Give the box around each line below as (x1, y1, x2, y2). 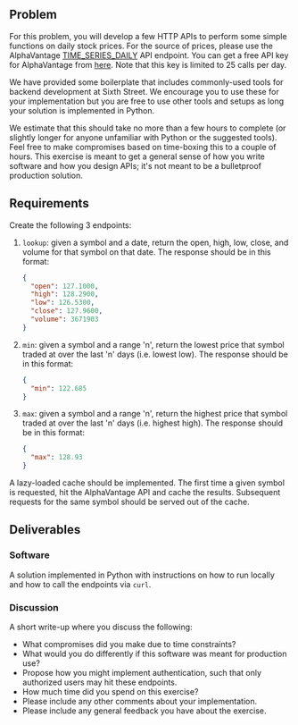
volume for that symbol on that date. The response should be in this (21, 246, 271, 257)
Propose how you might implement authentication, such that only (21, 667, 261, 678)
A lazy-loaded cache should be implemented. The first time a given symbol (9, 477, 286, 488)
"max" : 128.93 (30, 453, 83, 462)
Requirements (9, 196, 89, 211)
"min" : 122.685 (30, 384, 87, 392)
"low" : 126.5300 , (30, 299, 95, 308)
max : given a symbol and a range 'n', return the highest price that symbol (21, 409, 288, 419)
